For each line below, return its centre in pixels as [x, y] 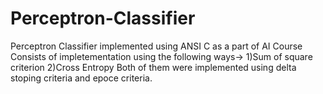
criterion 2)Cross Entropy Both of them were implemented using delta [153, 67]
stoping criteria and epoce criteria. [81, 78]
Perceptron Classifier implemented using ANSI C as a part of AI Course [156, 46]
